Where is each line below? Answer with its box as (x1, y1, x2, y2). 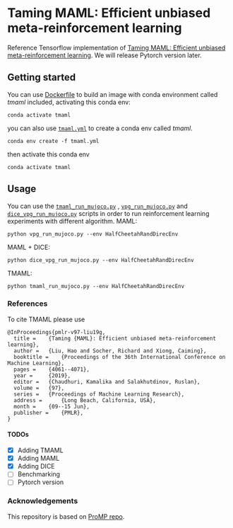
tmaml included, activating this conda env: (7, 98, 131, 106)
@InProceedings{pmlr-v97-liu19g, (7, 328, 106, 335)
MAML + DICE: (7, 243, 51, 251)
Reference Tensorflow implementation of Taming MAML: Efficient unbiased (7, 43, 226, 52)
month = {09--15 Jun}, (13, 403, 90, 410)
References (7, 299, 48, 309)
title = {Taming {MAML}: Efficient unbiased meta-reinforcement (13, 335, 217, 342)
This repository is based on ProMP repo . (7, 512, 125, 521)
